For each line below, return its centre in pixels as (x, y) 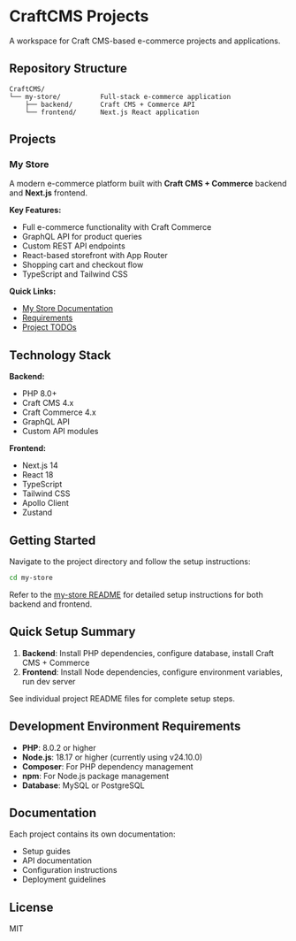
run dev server (49, 681)
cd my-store (31, 578)
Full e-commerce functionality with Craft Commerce (117, 227)
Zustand (37, 513)
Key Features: (35, 210)
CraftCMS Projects (79, 16)
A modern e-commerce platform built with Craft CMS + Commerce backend (148, 184)
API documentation (57, 861)
